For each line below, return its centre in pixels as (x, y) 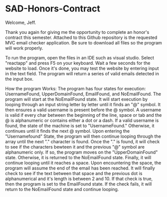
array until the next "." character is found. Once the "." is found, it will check (83, 141)
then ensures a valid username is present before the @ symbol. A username (83, 110)
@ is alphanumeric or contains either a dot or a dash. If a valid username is (82, 120)
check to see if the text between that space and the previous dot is (74, 173)
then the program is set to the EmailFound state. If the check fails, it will (79, 184)
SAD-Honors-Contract (53, 9)
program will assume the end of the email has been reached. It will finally (80, 168)
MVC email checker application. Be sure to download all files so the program (83, 42)
